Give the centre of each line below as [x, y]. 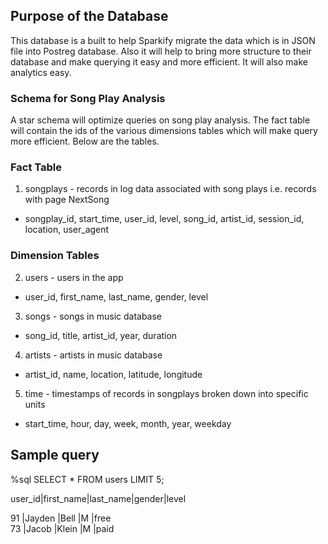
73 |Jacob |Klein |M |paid [62, 528]
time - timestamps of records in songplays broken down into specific [166, 393]
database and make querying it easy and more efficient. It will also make [159, 61]
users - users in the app [74, 277]
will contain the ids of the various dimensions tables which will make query [164, 131]
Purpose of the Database [89, 16]
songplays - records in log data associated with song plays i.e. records [170, 189]
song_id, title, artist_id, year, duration [101, 335]
